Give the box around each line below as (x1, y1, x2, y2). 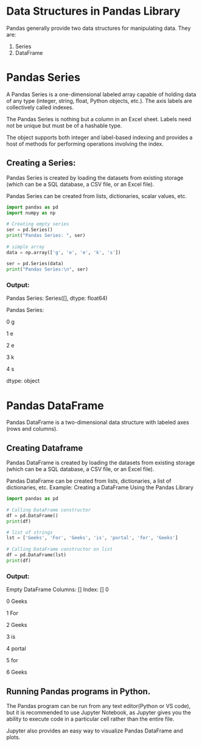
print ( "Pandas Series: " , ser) (6, 233, 86, 239)
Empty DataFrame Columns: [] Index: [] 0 (6, 586, 110, 593)
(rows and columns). (6, 425, 58, 433)
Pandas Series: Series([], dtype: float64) (6, 294, 108, 302)
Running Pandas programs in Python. (6, 686, 151, 696)
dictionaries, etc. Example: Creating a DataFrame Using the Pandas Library (6, 484, 193, 491)
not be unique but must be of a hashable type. (6, 122, 122, 129)
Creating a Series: (6, 158, 76, 168)
